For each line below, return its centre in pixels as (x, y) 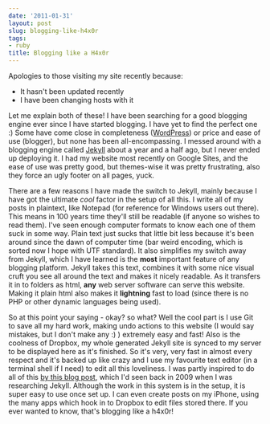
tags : (17, 38)
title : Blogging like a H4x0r (59, 53)
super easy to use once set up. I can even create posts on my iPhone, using (134, 394)
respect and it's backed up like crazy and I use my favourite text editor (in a (133, 360)
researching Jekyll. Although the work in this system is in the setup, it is (127, 385)
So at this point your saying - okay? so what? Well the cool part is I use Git (131, 317)
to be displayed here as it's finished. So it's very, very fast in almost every (131, 351)
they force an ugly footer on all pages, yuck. (82, 175)
